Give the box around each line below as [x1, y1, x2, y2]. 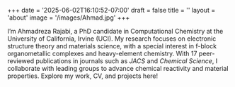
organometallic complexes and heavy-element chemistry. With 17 [7, 49, 197, 58]
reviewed [7, 57, 35, 65]
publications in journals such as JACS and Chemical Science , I [35, 57, 218, 65]
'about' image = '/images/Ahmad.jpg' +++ [7, 13, 130, 22]
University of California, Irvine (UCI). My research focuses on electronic [7, 34, 217, 43]
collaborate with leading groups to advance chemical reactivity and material [7, 65, 229, 72]
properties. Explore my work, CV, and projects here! [7, 72, 159, 80]
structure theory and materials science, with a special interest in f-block [7, 42, 217, 50]
